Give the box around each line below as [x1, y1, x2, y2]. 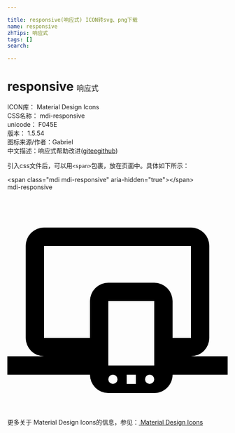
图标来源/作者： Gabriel [7, 138, 73, 146]
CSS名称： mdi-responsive [7, 111, 85, 120]
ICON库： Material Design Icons [7, 103, 99, 111]
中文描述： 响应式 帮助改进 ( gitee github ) [7, 146, 118, 155]
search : [7, 43, 30, 50]
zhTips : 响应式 [7, 29, 48, 36]
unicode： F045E [7, 121, 57, 129]
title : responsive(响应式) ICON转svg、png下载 [7, 16, 138, 23]
